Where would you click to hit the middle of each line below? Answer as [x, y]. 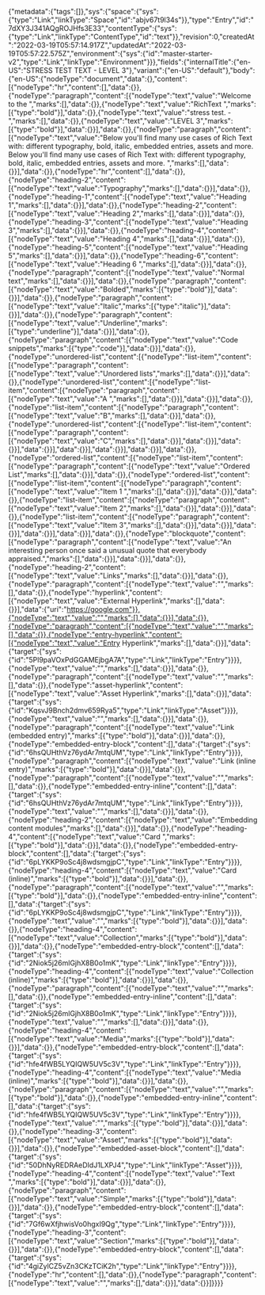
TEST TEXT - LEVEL [87, 70]
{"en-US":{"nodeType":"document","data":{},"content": [98, 79]
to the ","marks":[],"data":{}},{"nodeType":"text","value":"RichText [115, 104]
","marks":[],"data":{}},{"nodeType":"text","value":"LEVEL [101, 121]
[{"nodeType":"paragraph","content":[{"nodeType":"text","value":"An [120, 542]
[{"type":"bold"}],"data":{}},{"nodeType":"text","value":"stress [109, 113]
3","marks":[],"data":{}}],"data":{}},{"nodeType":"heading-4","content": [123, 230]
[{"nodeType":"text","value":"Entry [64, 643]
